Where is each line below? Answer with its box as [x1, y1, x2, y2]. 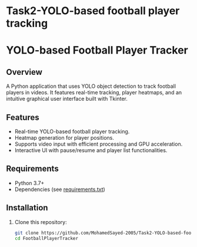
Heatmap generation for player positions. [14, 134, 115, 141]
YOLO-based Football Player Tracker [6, 44, 188, 57]
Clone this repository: [14, 218, 67, 225]
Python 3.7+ [14, 179, 45, 186]
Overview [6, 67, 43, 77]
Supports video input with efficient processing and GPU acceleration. [14, 140, 183, 147]
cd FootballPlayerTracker [14, 235, 78, 241]
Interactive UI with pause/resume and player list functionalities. [14, 147, 168, 154]
